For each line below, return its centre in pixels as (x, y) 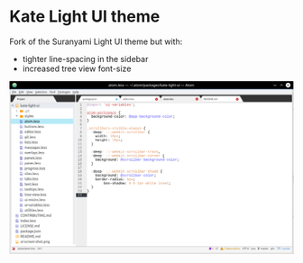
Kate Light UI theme (85, 17)
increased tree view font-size (77, 68)
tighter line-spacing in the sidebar (85, 59)
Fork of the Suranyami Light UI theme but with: (96, 41)
